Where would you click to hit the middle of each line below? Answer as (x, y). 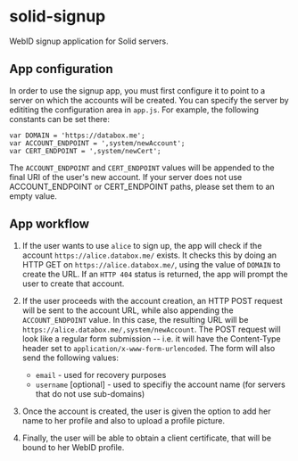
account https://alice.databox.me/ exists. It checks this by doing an (149, 255)
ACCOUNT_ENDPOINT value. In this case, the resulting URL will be (135, 319)
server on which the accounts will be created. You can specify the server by (149, 100)
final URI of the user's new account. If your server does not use (126, 177)
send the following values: (70, 358)
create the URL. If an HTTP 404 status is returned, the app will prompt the (155, 274)
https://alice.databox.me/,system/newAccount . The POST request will (151, 329)
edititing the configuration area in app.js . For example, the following (134, 110)
